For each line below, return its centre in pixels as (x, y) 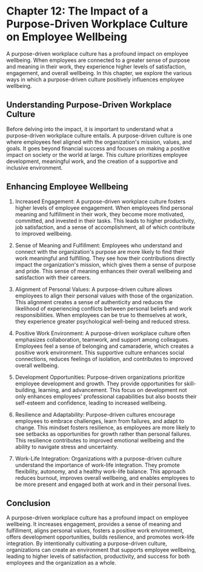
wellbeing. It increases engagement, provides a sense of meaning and (94, 524)
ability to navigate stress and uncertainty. (67, 447)
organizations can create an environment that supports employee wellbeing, (101, 550)
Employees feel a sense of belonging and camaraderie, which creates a (104, 346)
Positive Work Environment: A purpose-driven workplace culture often (103, 333)
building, (26, 390)
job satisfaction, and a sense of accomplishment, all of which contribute (105, 227)
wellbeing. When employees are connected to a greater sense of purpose (98, 60)
